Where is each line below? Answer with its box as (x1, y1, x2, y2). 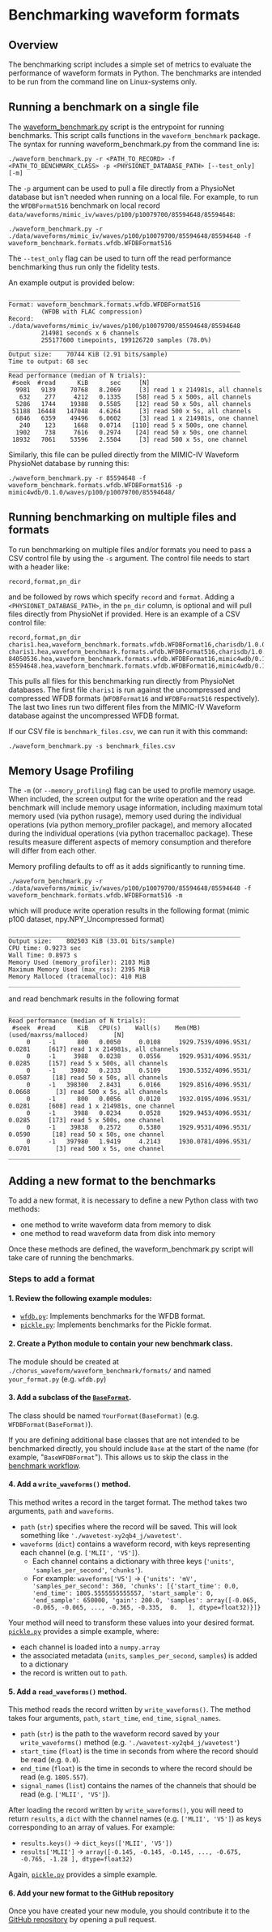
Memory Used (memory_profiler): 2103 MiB (8, 958, 151, 967)
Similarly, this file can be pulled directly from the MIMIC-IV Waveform (8, 449, 240, 460)
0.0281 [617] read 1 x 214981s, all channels (8, 1045, 180, 1053)
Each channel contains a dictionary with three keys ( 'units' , (32, 1556, 235, 1566)
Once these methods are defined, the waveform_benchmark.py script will (8, 1244, 253, 1254)
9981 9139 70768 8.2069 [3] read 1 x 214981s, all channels (15, 386, 263, 394)
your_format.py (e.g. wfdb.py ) (8, 1374, 107, 1384)
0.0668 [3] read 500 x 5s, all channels (8, 1088, 168, 1096)
